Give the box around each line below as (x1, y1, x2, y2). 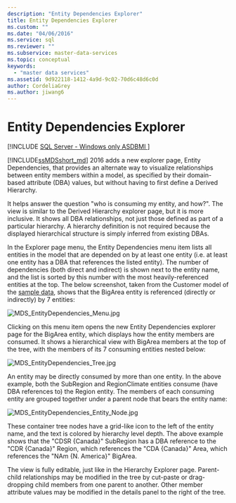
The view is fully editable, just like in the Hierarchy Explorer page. (7, 466, 197, 474)
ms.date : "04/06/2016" (7, 30, 74, 37)
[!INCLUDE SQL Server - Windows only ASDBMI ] (7, 142, 150, 151)
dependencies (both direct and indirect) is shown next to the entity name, (7, 265, 220, 274)
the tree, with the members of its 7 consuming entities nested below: (7, 345, 206, 354)
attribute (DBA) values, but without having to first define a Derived (27, 179, 218, 187)
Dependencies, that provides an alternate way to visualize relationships (7, 163, 214, 172)
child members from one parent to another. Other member (34, 480, 204, 489)
